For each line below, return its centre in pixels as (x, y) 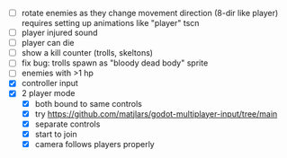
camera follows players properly (94, 144)
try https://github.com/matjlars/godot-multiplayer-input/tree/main (156, 114)
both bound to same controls (89, 103)
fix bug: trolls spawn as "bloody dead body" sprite (115, 63)
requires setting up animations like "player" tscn (110, 23)
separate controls (67, 124)
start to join (56, 134)
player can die (48, 43)
